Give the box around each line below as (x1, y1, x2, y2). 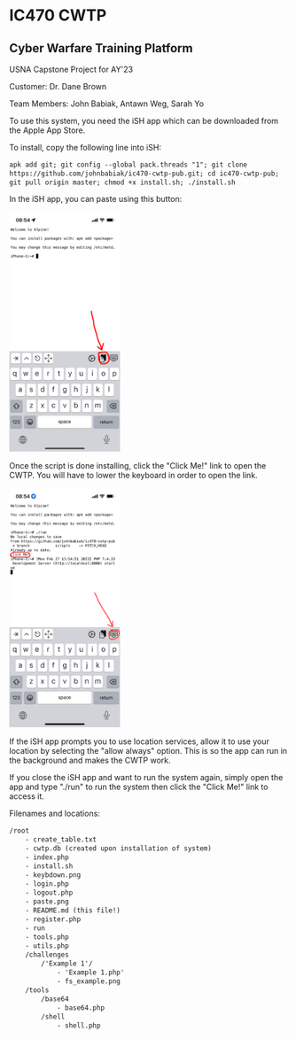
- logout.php (25, 888, 74, 897)
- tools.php (25, 932, 69, 942)
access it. (9, 790, 44, 802)
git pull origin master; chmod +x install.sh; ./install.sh (9, 178, 237, 187)
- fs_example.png (56, 976, 121, 986)
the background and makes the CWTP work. (9, 755, 171, 765)
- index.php (25, 852, 69, 862)
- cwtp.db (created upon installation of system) (25, 843, 213, 853)
